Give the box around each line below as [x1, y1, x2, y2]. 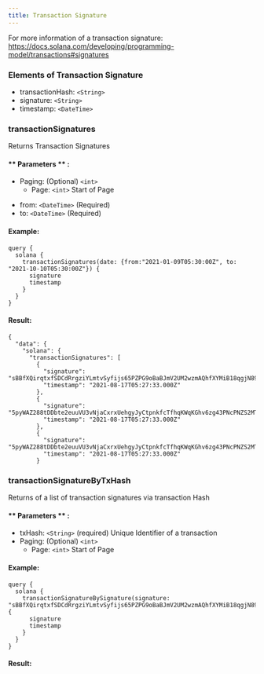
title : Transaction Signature [8, 11, 108, 20]
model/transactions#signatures [8, 49, 109, 59]
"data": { [15, 339, 47, 348]
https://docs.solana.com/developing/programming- [8, 41, 174, 51]
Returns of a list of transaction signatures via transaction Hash [8, 493, 210, 503]
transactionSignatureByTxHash [8, 474, 131, 485]
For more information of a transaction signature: [8, 33, 163, 42]
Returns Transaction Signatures [8, 141, 110, 151]
